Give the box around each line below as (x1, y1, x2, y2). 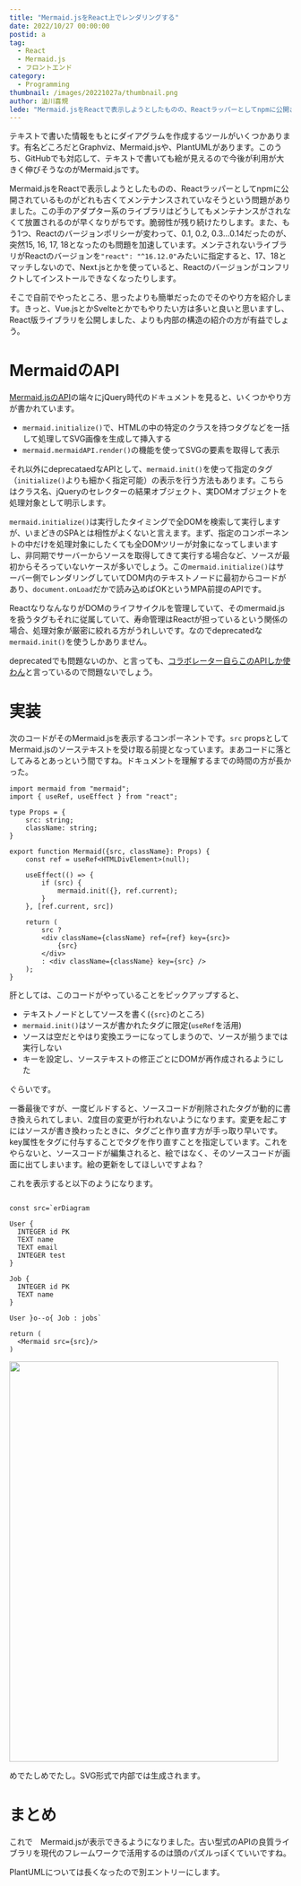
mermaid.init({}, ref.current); (56, 886, 178, 895)
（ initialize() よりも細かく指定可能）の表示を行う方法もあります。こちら (9, 475, 285, 485)
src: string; (25, 816, 74, 825)
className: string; (25, 824, 99, 833)
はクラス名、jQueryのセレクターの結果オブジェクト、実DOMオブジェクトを (9, 486, 288, 497)
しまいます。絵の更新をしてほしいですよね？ (39, 1159, 204, 1170)
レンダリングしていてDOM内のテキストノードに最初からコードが (47, 572, 287, 583)
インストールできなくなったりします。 (39, 273, 181, 284)
